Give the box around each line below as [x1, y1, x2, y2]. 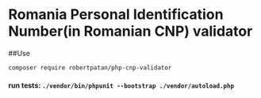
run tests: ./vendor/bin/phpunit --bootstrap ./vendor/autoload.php [8, 81, 235, 90]
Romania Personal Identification [8, 6, 224, 24]
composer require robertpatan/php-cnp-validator [8, 63, 172, 72]
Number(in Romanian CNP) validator [8, 22, 253, 40]
